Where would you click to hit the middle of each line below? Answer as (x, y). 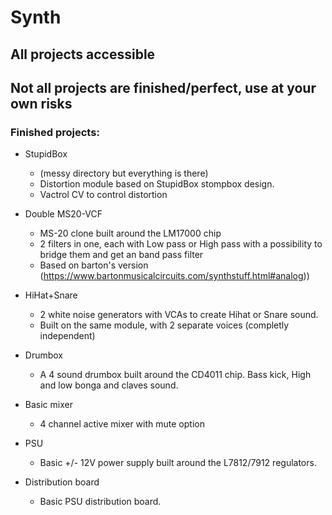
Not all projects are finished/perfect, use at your (163, 87)
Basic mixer (48, 405)
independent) (67, 336)
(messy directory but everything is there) (124, 173)
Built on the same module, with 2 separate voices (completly (164, 325)
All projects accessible (83, 54)
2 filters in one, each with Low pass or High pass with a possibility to (181, 244)
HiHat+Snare (51, 295)
